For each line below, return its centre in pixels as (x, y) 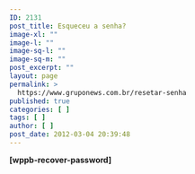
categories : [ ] (40, 109)
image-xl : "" (34, 34)
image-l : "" (31, 43)
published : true (40, 101)
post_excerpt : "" (42, 68)
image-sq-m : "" (38, 59)
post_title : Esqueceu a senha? (68, 26)
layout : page (34, 76)
